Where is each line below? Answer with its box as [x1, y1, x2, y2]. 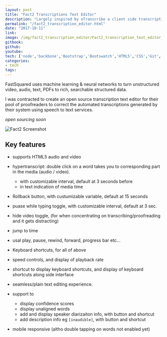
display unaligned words [19, 306, 70, 312]
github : [5, 44, 21, 49]
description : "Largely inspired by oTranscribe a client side [5, 16, 137, 21]
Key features [5, 141, 46, 149]
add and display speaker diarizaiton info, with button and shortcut [19, 311, 155, 317]
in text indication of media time [19, 183, 83, 189]
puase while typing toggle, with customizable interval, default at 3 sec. [12, 203, 158, 209]
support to [12, 291, 34, 297]
